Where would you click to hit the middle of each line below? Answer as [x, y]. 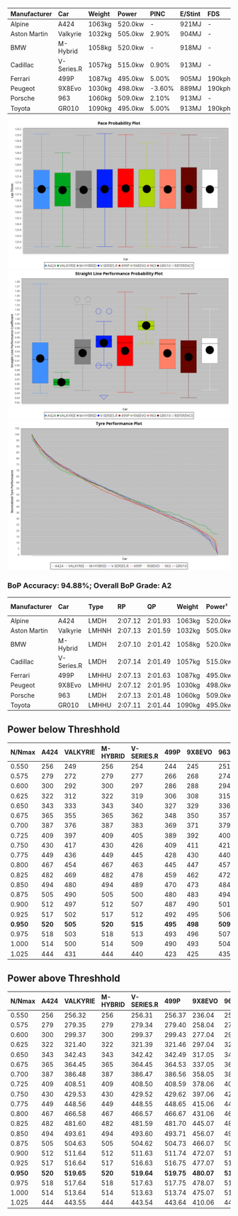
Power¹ [217, 607]
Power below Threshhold [64, 729]
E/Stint [190, 13]
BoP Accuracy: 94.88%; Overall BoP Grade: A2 [90, 585]
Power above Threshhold [64, 978]
